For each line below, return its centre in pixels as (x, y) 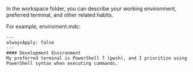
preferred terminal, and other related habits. (60, 15)
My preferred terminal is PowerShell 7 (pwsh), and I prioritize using (96, 58)
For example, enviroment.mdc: (44, 26)
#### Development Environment (44, 53)
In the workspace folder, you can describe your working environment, (91, 9)
